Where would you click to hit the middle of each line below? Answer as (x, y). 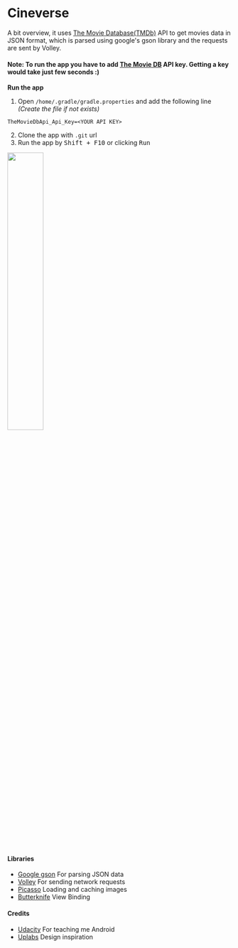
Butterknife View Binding (54, 897)
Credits (18, 913)
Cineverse (38, 13)
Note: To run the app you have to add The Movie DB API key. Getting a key (118, 64)
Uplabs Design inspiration (55, 937)
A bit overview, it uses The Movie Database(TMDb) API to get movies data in (119, 33)
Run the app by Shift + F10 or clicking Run (84, 143)
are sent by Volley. (34, 48)
